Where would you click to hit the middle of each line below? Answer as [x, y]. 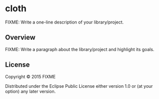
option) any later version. [30, 91]
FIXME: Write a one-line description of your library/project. [64, 22]
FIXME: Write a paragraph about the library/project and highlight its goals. [80, 49]
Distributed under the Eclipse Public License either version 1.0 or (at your [79, 86]
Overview [20, 37]
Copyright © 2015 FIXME [30, 76]
